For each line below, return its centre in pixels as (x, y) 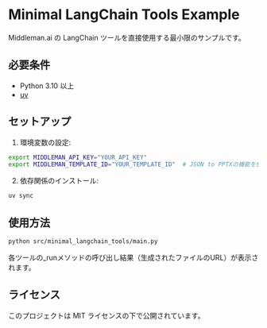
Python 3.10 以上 (46, 86)
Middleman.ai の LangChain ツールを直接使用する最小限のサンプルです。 (127, 37)
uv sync (21, 196)
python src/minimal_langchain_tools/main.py (83, 241)
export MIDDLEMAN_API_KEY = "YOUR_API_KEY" (78, 157)
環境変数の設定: (45, 142)
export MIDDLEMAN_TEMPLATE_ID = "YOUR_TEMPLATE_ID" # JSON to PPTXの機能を (132, 164)
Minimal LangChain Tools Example (124, 15)
